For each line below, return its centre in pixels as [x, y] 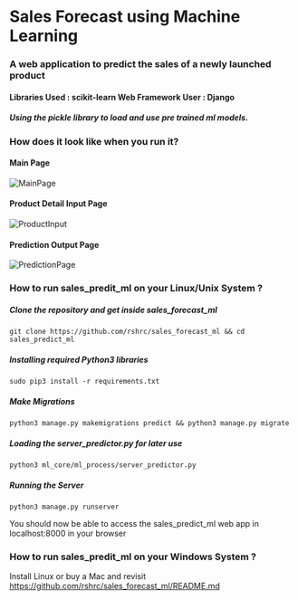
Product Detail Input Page [58, 204]
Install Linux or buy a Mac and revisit [78, 576]
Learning [44, 36]
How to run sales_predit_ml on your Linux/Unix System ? [136, 289]
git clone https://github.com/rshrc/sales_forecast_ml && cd [127, 332]
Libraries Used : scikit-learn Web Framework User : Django [122, 97]
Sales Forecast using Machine [125, 17]
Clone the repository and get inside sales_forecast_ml [113, 310]
